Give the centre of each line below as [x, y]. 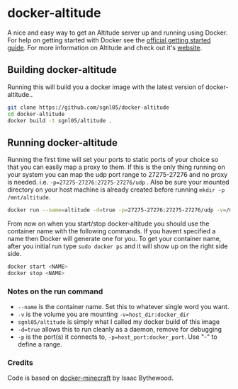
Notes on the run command [55, 291]
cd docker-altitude [36, 114]
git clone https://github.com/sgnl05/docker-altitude [89, 108]
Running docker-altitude [63, 143]
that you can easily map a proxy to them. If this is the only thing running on [116, 167]
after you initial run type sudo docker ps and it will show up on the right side [118, 246]
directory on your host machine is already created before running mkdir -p [116, 190]
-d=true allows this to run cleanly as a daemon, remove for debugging [119, 330]
